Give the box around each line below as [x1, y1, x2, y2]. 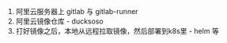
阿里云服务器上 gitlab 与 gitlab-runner [15, 7, 138, 16]
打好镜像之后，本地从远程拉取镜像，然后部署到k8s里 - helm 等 [15, 27, 219, 35]
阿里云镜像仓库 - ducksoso [15, 16, 104, 26]
